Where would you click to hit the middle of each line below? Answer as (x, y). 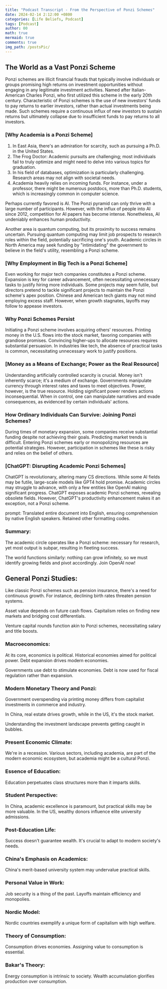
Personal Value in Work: (35, 883)
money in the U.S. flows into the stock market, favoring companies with (78, 335)
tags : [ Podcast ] (22, 24)
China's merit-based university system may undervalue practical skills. (78, 870)
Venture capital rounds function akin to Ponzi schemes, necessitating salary (83, 626)
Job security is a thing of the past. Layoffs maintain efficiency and (73, 893)
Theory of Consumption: (36, 935)
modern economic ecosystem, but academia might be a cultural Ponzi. (78, 758)
